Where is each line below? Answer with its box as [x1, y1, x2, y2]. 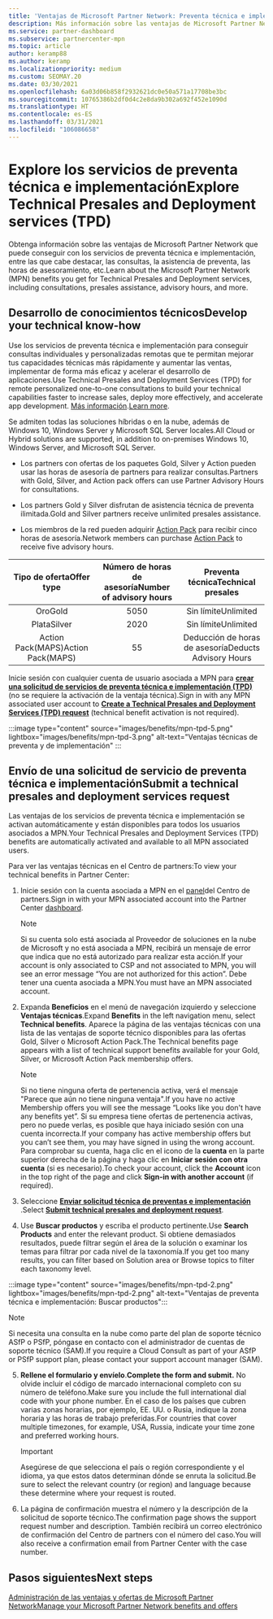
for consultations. [19, 484, 80, 494]
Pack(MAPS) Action [15, 642, 89, 653]
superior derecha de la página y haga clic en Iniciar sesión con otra [19, 1154, 248, 1164]
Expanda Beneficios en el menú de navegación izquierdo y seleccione [19, 1002, 257, 1012]
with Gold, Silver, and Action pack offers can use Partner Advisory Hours [19, 475, 264, 485]
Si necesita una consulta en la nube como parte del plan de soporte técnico [8, 1329, 262, 1338]
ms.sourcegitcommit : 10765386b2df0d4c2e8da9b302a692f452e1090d [8, 95, 227, 103]
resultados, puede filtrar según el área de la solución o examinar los [19, 1238, 248, 1248]
